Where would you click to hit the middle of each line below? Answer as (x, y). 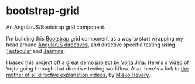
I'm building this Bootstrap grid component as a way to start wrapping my (95, 38)
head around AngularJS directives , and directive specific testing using (91, 45)
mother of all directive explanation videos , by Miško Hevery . (78, 75)
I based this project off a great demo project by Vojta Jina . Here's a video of (97, 62)
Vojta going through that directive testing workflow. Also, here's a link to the (97, 68)
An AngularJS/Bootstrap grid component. (56, 27)
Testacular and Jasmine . (36, 51)
